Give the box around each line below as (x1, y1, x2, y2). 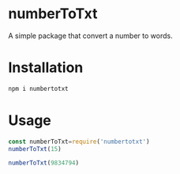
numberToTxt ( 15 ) (8, 145, 62, 153)
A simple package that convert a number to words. (8, 31, 173, 40)
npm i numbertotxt (8, 85, 69, 93)
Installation (8, 59, 84, 77)
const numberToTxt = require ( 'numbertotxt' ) (8, 138, 150, 146)
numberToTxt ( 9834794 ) (8, 159, 80, 167)
